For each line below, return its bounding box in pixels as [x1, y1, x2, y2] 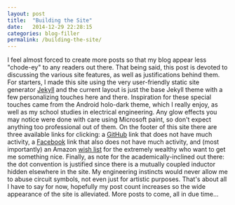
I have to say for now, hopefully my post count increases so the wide [7, 183, 206, 191]
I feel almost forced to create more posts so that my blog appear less [7, 55, 207, 64]
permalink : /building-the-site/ [7, 37, 102, 44]
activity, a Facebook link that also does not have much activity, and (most [7, 138, 220, 146]
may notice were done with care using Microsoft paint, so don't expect [7, 115, 212, 124]
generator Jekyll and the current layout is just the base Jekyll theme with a [7, 86, 223, 94]
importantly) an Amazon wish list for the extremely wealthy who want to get [7, 145, 226, 154]
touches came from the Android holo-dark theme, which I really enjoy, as [7, 100, 219, 109]
